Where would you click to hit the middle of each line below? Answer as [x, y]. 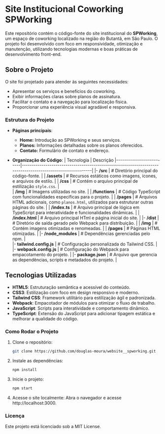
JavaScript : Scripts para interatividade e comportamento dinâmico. [81, 308]
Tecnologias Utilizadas [41, 275]
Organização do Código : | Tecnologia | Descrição [63, 160]
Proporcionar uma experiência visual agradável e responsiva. [74, 107]
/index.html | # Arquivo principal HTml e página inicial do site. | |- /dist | [85, 218]
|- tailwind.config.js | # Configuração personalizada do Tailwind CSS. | [85, 244]
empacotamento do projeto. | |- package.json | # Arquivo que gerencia [85, 255]
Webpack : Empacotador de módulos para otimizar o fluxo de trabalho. [84, 303]
